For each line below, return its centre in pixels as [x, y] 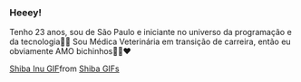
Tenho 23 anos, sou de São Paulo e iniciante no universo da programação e [150, 32]
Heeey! [26, 13]
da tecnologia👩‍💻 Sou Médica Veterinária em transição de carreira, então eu [150, 41]
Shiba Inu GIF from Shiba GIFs [64, 68]
